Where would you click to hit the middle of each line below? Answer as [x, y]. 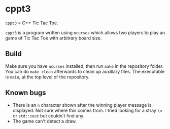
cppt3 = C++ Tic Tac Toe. [32, 23]
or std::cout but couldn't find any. [48, 116]
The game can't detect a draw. [45, 121]
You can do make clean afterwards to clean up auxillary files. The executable [85, 71]
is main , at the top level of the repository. [47, 77]
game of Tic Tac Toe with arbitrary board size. [54, 38]
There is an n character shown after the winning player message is [82, 105]
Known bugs [26, 93]
